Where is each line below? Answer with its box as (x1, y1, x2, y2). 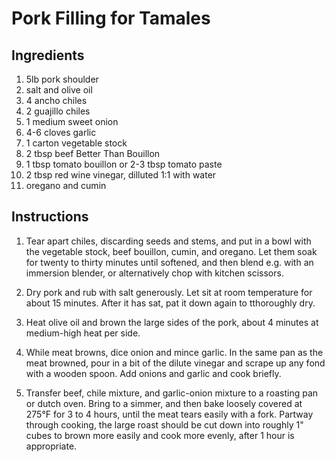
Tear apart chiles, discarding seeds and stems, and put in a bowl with (25, 235, 312, 247)
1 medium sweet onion (25, 116, 119, 127)
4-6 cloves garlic (25, 127, 97, 138)
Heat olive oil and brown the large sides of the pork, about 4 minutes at (25, 316, 319, 328)
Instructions (11, 208, 89, 226)
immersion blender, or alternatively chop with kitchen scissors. (25, 267, 284, 279)
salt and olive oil (25, 84, 93, 96)
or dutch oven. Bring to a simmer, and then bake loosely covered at (25, 397, 303, 409)
